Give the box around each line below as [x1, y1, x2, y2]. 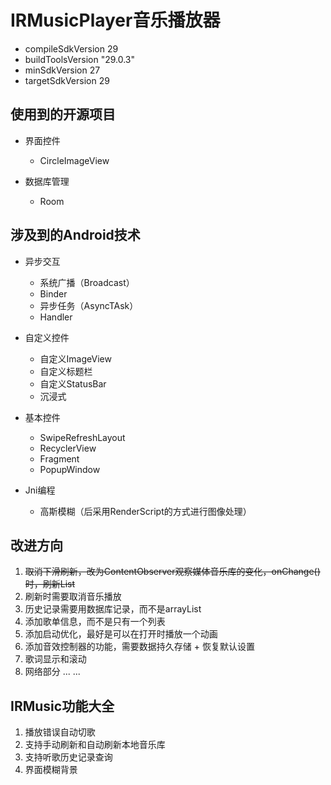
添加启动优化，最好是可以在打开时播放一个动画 [24, 628, 218, 640]
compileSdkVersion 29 [24, 42, 119, 55]
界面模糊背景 [24, 764, 78, 776]
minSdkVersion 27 [24, 64, 101, 76]
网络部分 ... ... [24, 666, 81, 678]
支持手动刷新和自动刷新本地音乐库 [24, 739, 166, 751]
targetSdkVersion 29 [24, 74, 110, 86]
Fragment [39, 452, 80, 465]
